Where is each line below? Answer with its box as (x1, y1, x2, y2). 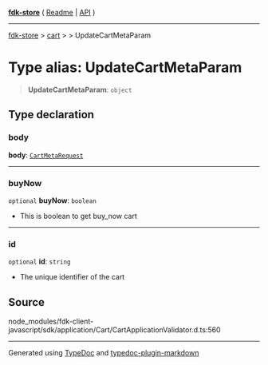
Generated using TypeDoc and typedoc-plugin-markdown (8, 348, 199, 358)
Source (8, 296, 45, 309)
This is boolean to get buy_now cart (19, 211, 138, 220)
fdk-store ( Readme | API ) (8, 8, 96, 17)
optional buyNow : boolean (8, 196, 97, 205)
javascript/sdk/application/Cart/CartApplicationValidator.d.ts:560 (8, 325, 221, 335)
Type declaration (8, 108, 94, 121)
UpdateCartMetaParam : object (27, 85, 132, 94)
